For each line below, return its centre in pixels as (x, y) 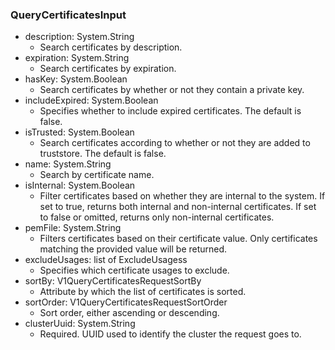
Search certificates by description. (111, 47)
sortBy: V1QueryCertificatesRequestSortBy (113, 281)
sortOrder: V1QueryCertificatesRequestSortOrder (126, 302)
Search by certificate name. (97, 175)
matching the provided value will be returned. (133, 249)
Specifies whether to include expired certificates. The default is (170, 111)
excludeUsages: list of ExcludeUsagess (106, 260)
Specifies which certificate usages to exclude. (134, 270)
